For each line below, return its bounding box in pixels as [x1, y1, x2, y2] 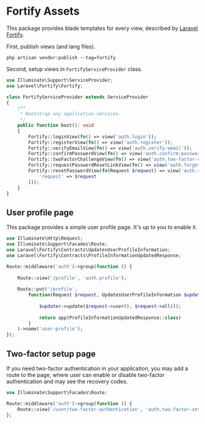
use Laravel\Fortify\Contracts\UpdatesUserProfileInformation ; [6, 247, 171, 253]
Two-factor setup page [6, 348, 96, 359]
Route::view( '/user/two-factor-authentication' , [17, 406, 143, 412]
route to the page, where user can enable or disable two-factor [6, 371, 165, 378]
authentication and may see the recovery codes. [6, 378, 128, 385]
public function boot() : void [17, 122, 95, 129]
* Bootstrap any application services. [20, 111, 121, 117]
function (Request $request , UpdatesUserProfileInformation [28, 292, 182, 298]
